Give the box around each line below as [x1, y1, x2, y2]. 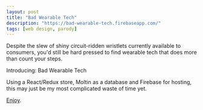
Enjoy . [6, 97, 22, 104]
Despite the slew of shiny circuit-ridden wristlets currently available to [6, 42, 181, 50]
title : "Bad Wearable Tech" [6, 15, 78, 21]
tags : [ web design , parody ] [6, 25, 78, 32]
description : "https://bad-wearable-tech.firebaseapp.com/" [6, 20, 162, 26]
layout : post [6, 8, 39, 15]
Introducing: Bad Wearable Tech [6, 67, 87, 74]
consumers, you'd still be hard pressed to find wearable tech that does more [6, 49, 197, 56]
